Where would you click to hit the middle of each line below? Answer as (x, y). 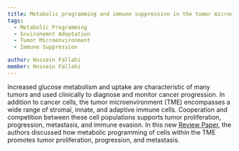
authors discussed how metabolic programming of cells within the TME (112, 132)
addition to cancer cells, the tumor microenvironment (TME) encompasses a (119, 102)
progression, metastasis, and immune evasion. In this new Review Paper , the (119, 125)
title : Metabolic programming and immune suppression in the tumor (110, 14)
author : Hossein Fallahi (44, 60)
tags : (15, 21)
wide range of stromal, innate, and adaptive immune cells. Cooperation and (117, 109)
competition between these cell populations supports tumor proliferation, (115, 117)
